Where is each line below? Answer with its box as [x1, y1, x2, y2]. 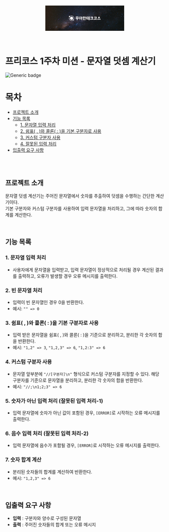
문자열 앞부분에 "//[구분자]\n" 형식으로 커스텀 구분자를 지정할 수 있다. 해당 [12, 371, 160, 377]
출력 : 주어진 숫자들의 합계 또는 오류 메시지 [12, 521, 96, 528]
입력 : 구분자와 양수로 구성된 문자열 [12, 515, 82, 521]
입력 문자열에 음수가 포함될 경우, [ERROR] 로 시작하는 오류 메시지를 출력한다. [12, 443, 160, 449]
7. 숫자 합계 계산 [5, 456, 42, 463]
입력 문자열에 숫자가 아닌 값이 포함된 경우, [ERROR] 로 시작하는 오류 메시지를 [12, 410, 160, 416]
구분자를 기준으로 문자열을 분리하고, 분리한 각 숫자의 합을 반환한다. [12, 377, 143, 383]
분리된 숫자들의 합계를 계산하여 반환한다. [12, 468, 92, 475]
